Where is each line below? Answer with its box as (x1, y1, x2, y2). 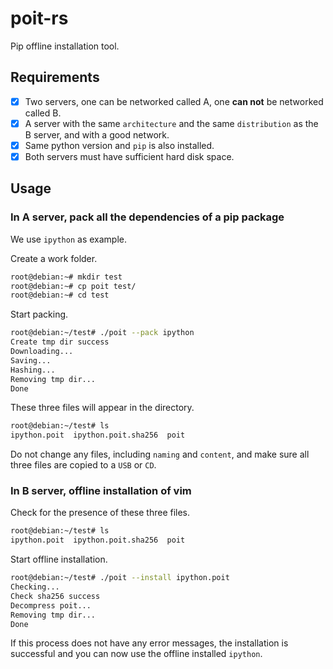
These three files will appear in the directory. (10, 402, 195, 414)
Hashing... (10, 365, 56, 375)
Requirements (10, 69, 100, 86)
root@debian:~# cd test (10, 290, 110, 301)
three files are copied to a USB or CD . (10, 459, 157, 471)
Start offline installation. (10, 553, 108, 566)
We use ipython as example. (10, 233, 127, 245)
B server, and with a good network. (24, 128, 170, 141)
